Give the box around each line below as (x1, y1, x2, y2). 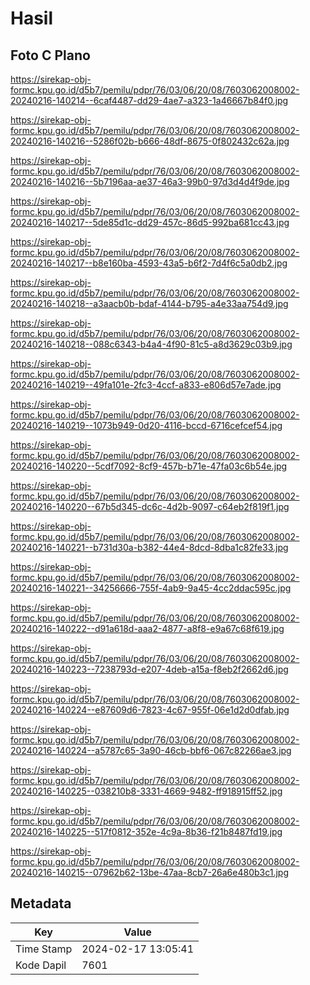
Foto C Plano (10, 47, 91, 64)
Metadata (10, 895, 72, 912)
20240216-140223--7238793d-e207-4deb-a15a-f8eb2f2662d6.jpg (10, 663, 289, 675)
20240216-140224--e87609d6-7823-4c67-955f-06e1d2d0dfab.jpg (10, 704, 290, 716)
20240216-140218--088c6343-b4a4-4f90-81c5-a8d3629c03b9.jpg (10, 338, 293, 350)
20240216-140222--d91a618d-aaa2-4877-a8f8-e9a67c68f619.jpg (10, 623, 285, 634)
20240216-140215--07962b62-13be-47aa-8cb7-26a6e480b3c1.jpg (10, 867, 289, 878)
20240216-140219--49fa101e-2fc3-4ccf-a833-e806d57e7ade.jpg (10, 379, 282, 391)
